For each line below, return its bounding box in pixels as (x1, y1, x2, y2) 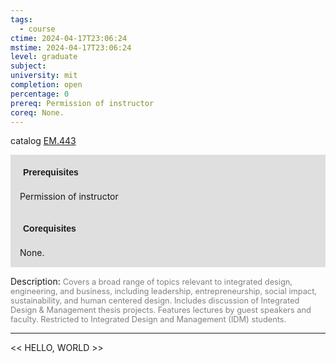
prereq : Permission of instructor (10, 98, 155, 108)
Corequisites (23, 223, 77, 235)
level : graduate (10, 52, 78, 62)
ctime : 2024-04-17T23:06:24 (10, 33, 128, 43)
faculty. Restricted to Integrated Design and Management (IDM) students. (10, 314, 287, 325)
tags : (10, 14, 33, 25)
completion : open (10, 80, 83, 90)
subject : (10, 61, 47, 71)
